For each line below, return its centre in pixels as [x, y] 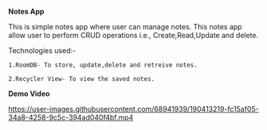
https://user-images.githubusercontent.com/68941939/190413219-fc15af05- [133, 109]
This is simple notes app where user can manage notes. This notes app [125, 27]
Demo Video [29, 94]
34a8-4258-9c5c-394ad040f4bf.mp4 [71, 117]
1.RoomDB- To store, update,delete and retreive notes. [103, 65]
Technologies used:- [42, 50]
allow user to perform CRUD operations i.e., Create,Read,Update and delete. [133, 35]
